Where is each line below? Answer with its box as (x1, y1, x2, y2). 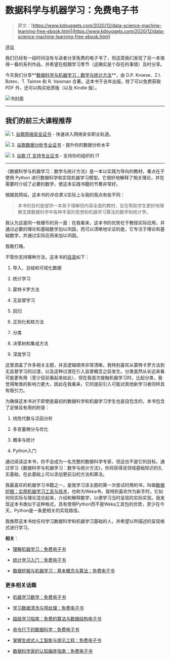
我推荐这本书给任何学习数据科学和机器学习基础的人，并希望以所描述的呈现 (5, 518, 160, 524)
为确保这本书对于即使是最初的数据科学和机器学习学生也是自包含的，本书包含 (5, 398, 165, 404)
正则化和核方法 (12, 319, 44, 325)
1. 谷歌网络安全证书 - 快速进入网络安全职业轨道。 (11, 131, 114, 137)
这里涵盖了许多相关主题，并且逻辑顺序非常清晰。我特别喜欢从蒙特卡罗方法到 (5, 362, 165, 368)
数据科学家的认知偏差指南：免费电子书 (12, 648, 93, 654)
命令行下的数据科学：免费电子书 (12, 626, 79, 633)
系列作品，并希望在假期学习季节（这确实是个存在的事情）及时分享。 (22, 61, 165, 67)
